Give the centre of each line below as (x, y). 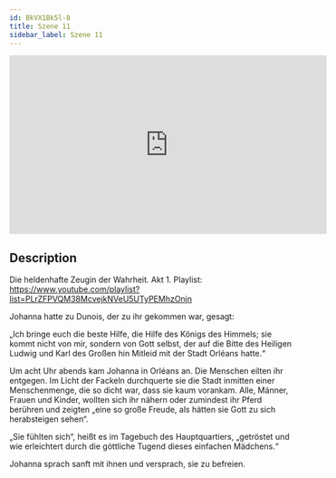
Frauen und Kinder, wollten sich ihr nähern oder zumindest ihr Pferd (136, 400)
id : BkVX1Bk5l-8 (40, 18)
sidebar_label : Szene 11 (56, 34)
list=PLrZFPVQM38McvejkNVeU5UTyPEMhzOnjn (101, 299)
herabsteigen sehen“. (49, 419)
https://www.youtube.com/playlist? (75, 289)
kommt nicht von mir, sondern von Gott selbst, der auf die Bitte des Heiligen (151, 344)
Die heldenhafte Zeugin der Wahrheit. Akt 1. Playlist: (106, 280)
